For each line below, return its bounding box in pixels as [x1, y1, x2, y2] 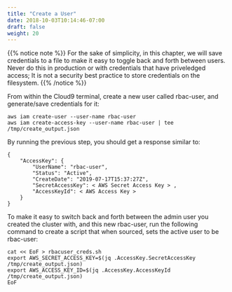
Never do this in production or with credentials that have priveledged [7, 64, 206, 72]
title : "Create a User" [7, 10, 77, 18]
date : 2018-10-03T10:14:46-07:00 [7, 17, 105, 24]
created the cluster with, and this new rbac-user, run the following [7, 220, 198, 228]
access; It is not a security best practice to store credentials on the [7, 71, 200, 80]
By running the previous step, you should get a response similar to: [7, 138, 201, 146]
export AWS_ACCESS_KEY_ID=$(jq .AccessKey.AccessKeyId [7, 267, 171, 274]
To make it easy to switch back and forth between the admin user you [7, 213, 209, 221]
